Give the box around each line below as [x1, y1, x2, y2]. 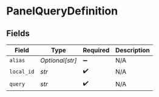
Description [115, 46, 151, 54]
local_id [9, 68, 35, 75]
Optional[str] [40, 56, 77, 64]
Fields [6, 28, 30, 39]
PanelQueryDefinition [6, 4, 118, 18]
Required [83, 46, 110, 54]
